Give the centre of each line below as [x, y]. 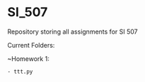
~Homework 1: [28, 59]
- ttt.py [20, 71]
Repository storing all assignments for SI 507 [72, 32]
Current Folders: [31, 45]
